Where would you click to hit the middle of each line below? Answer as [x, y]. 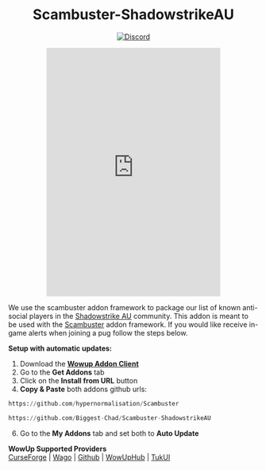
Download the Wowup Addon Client [79, 363]
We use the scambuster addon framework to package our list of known [124, 307]
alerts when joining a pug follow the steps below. [108, 332]
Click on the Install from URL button [79, 380]
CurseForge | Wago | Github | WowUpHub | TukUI [89, 457]
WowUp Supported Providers [58, 449]
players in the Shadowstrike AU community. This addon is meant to [139, 316]
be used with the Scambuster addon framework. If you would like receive [128, 324]
